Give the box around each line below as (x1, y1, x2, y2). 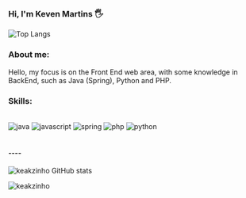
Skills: (8, 95, 33, 106)
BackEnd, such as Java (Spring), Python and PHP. (8, 75, 172, 85)
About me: (8, 49, 50, 60)
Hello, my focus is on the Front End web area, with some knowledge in (8, 67, 238, 77)
